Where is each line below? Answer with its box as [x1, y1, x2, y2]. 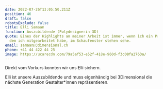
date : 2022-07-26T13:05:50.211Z [5, 7, 70, 12]
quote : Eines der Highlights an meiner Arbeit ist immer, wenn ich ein [5, 34, 153, 39]
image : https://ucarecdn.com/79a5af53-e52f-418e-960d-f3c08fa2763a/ [5, 51, 147, 57]
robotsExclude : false [5, 20, 49, 25]
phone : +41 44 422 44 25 [5, 47, 55, 52]
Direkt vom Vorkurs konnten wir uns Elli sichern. [5, 65, 101, 71]
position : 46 [5, 12, 32, 16]
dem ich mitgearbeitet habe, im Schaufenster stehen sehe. [9, 38, 131, 43]
